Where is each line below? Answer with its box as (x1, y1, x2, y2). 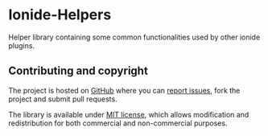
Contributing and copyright (8, 64, 149, 78)
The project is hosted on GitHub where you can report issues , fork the (8, 85, 241, 95)
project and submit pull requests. (8, 94, 118, 104)
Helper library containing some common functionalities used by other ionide (8, 32, 261, 42)
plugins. (8, 40, 35, 50)
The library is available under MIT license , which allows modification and (8, 109, 249, 119)
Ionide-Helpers (8, 6, 112, 24)
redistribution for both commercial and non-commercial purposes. (8, 118, 228, 128)
